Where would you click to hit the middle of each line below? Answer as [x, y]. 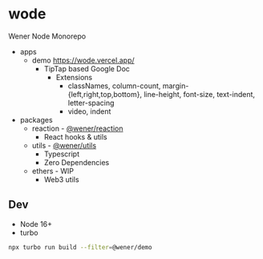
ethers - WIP [53, 171]
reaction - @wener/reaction [77, 128]
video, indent [89, 111]
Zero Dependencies [77, 162]
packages [36, 119]
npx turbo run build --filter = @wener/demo [80, 247]
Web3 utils [61, 179]
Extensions [74, 77]
